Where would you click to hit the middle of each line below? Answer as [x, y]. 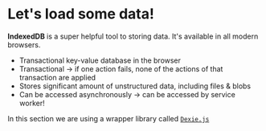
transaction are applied [57, 77]
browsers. [24, 44]
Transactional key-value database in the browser [100, 60]
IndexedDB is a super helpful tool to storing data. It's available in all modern [133, 36]
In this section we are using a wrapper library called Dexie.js [108, 118]
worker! [32, 103]
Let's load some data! [81, 14]
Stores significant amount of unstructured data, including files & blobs [135, 86]
